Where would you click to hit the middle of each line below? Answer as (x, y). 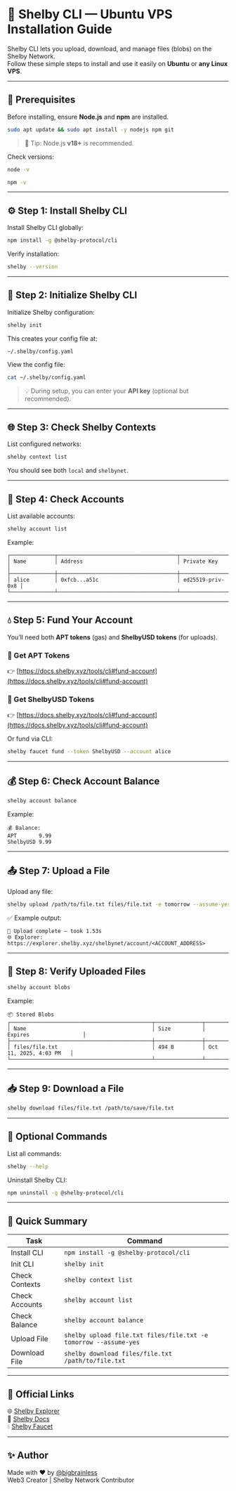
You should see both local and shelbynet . (68, 471)
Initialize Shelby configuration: (51, 312)
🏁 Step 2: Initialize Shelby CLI (72, 295)
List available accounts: (41, 516)
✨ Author (28, 1456)
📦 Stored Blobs (31, 1015)
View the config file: (36, 364)
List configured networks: (45, 444)
